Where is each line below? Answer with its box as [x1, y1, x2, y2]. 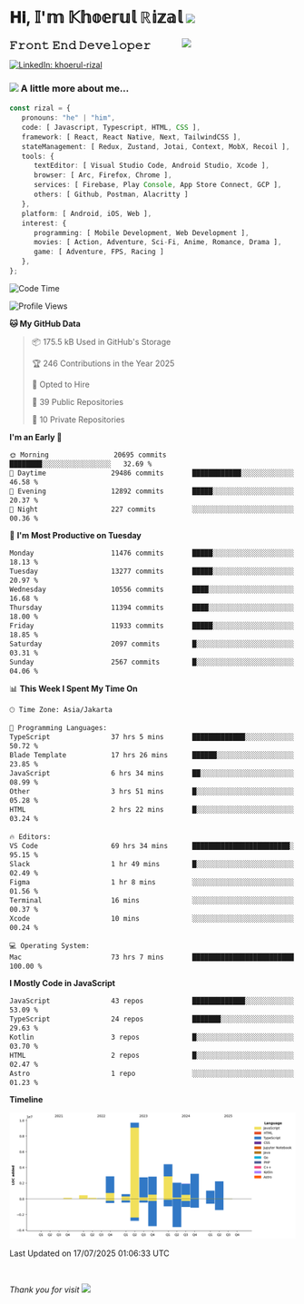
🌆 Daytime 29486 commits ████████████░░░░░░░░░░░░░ [9, 469, 295, 478]
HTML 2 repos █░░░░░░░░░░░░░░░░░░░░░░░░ [9, 1051, 295, 1060]
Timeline [9, 1093, 44, 1104]
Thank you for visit [9, 1284, 80, 1295]
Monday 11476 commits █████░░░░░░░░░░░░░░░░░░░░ [9, 548, 295, 558]
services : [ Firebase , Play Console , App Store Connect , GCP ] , [33, 181, 282, 190]
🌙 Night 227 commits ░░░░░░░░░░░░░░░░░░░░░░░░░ [9, 505, 295, 514]
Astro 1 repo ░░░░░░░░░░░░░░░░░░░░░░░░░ [9, 1069, 295, 1078]
